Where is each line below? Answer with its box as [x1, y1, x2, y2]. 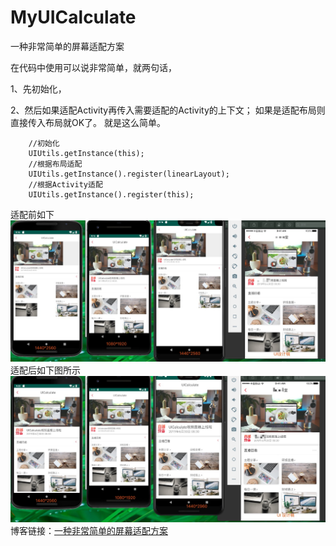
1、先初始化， [10, 82, 67, 95]
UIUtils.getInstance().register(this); [28, 189, 195, 200]
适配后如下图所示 [10, 364, 81, 376]
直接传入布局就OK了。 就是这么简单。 [10, 116, 167, 128]
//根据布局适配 [28, 159, 83, 169]
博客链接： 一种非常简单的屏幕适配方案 [10, 525, 168, 537]
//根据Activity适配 [28, 179, 103, 190]
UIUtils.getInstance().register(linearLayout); [28, 169, 230, 179]
